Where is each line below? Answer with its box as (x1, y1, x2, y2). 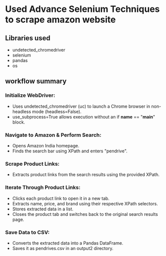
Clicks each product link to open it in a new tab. (12, 195, 110, 201)
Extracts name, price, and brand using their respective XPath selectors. (12, 200, 159, 206)
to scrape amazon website (5, 14, 116, 25)
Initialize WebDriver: (5, 92, 55, 99)
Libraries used (5, 34, 51, 42)
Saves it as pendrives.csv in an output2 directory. (12, 245, 113, 251)
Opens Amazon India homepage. (12, 142, 79, 148)
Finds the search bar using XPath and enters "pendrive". (12, 148, 128, 154)
